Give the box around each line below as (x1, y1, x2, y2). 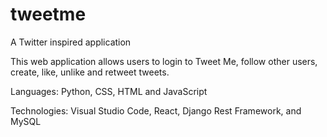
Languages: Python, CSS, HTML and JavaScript (10, 85, 208, 97)
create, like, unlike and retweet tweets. (10, 66, 170, 78)
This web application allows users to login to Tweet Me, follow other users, (10, 55, 318, 67)
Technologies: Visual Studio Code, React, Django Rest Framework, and (10, 104, 302, 117)
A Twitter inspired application (10, 36, 132, 48)
